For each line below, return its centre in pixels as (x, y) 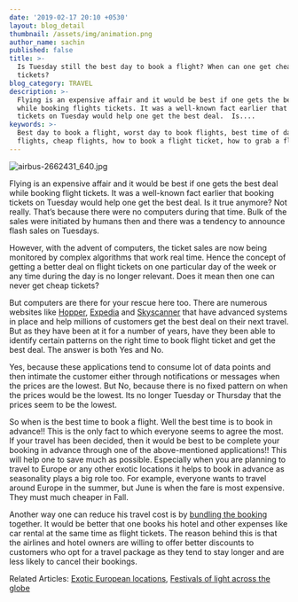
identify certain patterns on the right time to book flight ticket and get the (143, 340)
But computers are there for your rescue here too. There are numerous (138, 302)
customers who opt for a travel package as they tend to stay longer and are (147, 551)
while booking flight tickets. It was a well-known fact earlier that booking (142, 192)
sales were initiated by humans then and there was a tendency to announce (147, 221)
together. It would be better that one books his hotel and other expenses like (149, 523)
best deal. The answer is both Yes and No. (86, 349)
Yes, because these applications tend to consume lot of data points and (140, 367)
